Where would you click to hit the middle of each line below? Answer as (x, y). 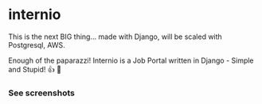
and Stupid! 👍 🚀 (35, 69)
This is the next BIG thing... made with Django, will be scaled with (115, 37)
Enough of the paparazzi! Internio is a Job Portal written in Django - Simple (131, 60)
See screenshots (42, 93)
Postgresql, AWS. (37, 44)
